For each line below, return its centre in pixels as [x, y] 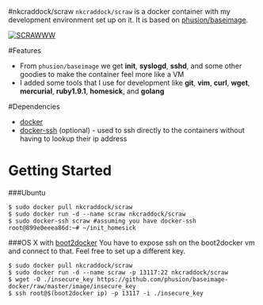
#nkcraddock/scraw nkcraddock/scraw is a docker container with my [120, 11]
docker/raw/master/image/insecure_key [72, 286]
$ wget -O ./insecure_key [51, 279]
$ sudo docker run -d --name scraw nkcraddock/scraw [97, 214]
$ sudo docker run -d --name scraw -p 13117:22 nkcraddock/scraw [118, 273]
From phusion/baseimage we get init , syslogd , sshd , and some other [131, 66]
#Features [25, 50]
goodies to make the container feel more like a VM [102, 74]
